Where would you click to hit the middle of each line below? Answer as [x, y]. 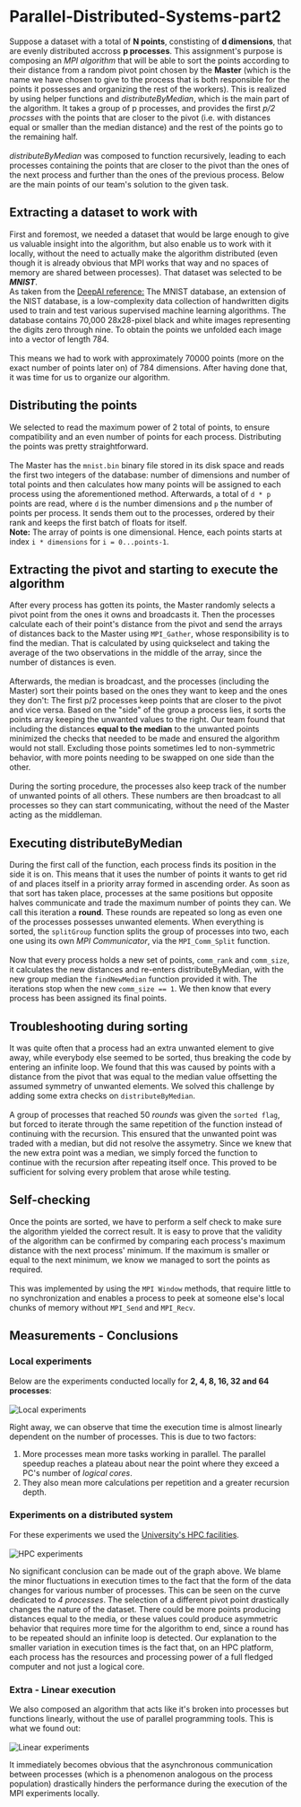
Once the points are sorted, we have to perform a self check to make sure [146, 1221]
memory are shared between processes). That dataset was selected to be [146, 272]
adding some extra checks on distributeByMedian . [102, 1096]
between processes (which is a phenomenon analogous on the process [141, 1775]
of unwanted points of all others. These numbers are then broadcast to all [145, 796]
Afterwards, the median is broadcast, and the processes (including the [139, 681]
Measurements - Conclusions [94, 1336]
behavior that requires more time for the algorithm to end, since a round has [149, 1628]
